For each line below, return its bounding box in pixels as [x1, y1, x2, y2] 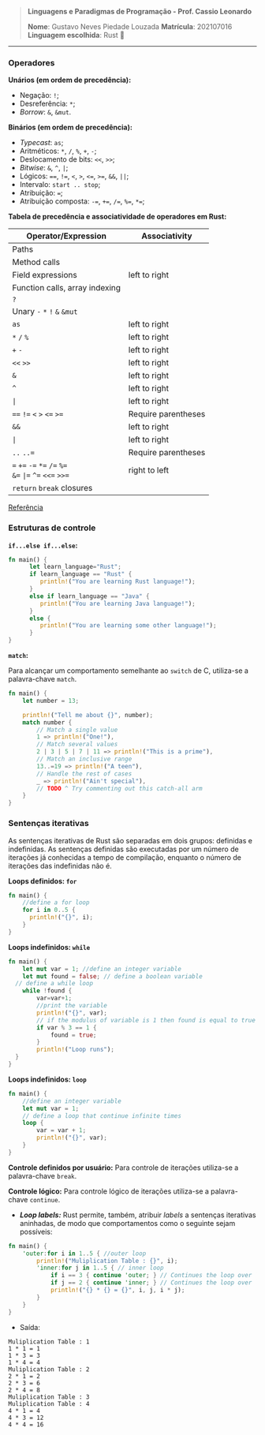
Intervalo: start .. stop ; [19, 180, 101, 189]
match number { [22, 718, 73, 727]
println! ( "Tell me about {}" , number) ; [22, 711, 154, 719]
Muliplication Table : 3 [8, 1392, 90, 1401]
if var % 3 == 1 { [36, 1023, 97, 1032]
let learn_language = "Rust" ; [28, 563, 122, 571]
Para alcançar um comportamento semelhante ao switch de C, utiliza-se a [8, 666, 248, 675]
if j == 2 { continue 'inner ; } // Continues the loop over [50, 1279, 252, 1287]
